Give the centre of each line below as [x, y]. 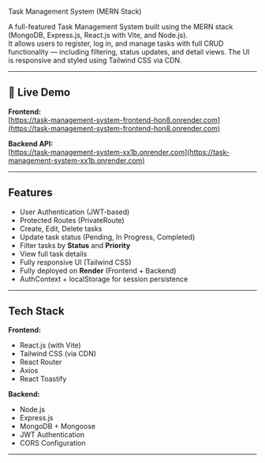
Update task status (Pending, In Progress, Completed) [107, 237]
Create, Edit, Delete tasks [61, 228]
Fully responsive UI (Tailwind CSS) [75, 262]
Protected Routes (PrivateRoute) [72, 220]
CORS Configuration [52, 443]
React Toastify [43, 379]
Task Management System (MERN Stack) [75, 11]
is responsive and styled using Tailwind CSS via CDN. [95, 60]
